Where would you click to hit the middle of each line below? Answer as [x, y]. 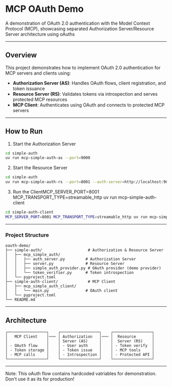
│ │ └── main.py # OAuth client [61, 291]
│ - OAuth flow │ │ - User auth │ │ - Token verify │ [80, 345]
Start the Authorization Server [44, 144]
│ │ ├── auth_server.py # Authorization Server [71, 259]
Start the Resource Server [40, 168]
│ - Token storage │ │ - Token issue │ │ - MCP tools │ [80, 350]
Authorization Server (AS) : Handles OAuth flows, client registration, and [89, 83]
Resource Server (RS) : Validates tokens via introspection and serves [85, 94]
